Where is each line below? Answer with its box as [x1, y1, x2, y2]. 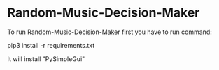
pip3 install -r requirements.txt [7, 41, 95, 49]
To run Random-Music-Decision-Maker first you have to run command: [7, 28, 212, 36]
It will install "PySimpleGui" [7, 54, 85, 63]
